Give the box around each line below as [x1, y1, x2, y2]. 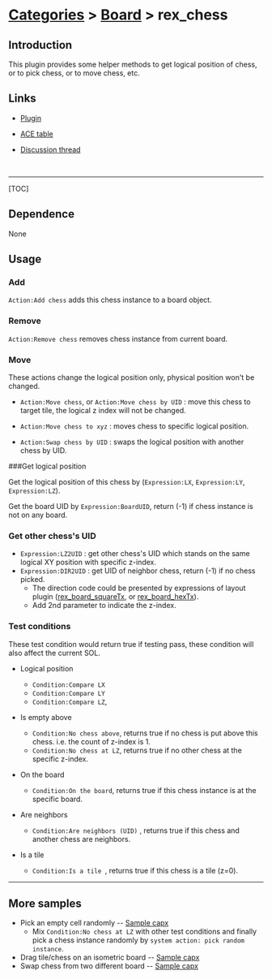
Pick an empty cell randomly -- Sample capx [19, 918, 169, 928]
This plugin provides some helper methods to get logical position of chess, [8, 59, 257, 69]
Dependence [8, 207, 75, 221]
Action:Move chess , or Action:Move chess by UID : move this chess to [19, 396, 251, 407]
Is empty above [19, 712, 72, 722]
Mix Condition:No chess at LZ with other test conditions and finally [32, 927, 257, 937]
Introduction [8, 38, 73, 52]
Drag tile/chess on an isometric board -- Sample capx [19, 952, 200, 963]
